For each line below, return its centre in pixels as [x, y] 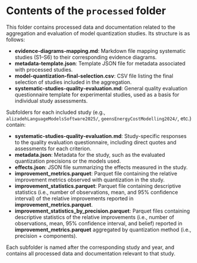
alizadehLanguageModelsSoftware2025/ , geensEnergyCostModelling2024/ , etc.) [99, 118]
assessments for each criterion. [53, 149]
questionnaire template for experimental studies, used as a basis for [97, 95]
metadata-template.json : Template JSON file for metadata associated [100, 63]
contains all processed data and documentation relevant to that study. [91, 253]
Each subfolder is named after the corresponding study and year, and [90, 247]
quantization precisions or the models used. [68, 161]
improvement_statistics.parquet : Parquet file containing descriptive [98, 186]
